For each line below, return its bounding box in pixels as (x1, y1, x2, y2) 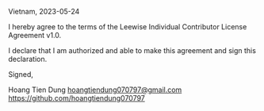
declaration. (8, 55, 48, 63)
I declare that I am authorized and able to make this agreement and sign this (8, 46, 256, 55)
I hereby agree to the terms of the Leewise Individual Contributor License (8, 22, 247, 31)
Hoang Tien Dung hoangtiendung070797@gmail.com (8, 85, 182, 94)
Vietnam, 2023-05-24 (8, 7, 80, 16)
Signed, (8, 70, 33, 78)
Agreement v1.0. (8, 31, 62, 40)
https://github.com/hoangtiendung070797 (8, 94, 145, 102)
